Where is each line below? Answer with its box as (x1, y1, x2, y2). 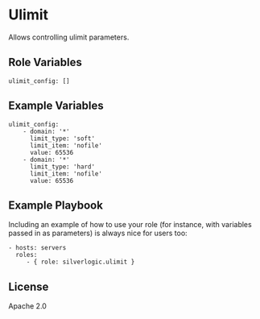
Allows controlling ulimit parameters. (8, 32, 130, 42)
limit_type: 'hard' (29, 163, 95, 171)
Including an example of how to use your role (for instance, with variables (8, 220, 252, 230)
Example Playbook (8, 198, 103, 212)
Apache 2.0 (8, 301, 47, 311)
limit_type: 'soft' (29, 135, 95, 143)
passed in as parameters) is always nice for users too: (8, 228, 188, 238)
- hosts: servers (8, 244, 67, 252)
